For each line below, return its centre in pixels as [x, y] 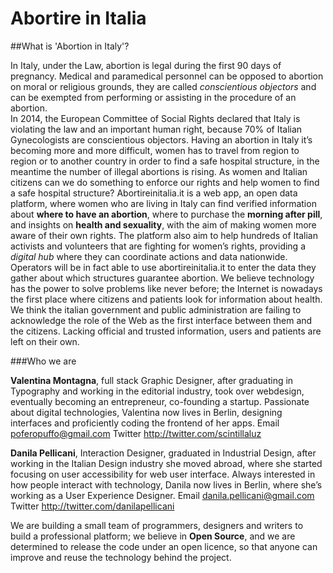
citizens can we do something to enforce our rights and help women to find [165, 182]
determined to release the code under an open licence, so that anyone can [164, 546]
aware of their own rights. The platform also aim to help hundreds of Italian [164, 235]
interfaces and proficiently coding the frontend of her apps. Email [145, 423]
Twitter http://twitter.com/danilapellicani [92, 506]
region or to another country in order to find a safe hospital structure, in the [165, 161]
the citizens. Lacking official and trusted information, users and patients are [166, 331]
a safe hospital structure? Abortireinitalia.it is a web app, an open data [154, 193]
